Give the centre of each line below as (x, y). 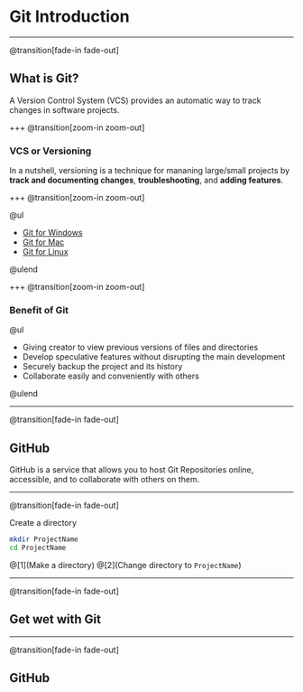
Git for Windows (52, 233)
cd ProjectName (38, 548)
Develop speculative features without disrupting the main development (154, 357)
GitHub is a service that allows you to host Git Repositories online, (132, 470)
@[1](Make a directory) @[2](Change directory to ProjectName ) (125, 565)
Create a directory (43, 523)
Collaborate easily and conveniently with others (111, 376)
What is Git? (44, 79)
